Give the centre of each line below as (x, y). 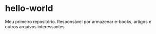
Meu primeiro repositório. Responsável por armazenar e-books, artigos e (78, 22)
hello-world (29, 8)
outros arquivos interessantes (35, 26)
